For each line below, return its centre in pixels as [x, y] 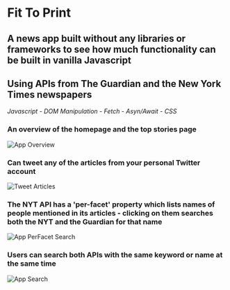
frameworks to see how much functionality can [112, 49]
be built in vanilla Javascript [69, 60]
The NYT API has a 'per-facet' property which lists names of [111, 204]
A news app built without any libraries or [97, 39]
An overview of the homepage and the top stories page [102, 129]
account [22, 171]
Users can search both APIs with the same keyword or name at [115, 255]
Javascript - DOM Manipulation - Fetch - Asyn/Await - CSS [92, 111]
